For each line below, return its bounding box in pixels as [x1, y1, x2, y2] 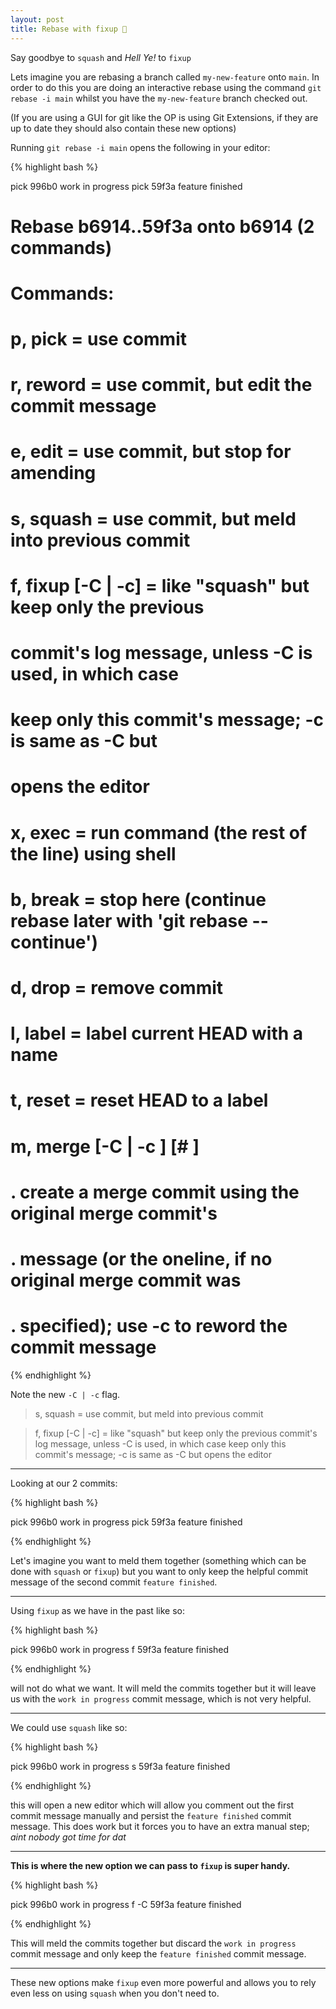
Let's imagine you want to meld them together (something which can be [10, 1554, 307, 1566]
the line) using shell [10, 842, 177, 865]
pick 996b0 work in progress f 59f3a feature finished [10, 1643, 230, 1655]
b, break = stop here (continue [10, 888, 267, 911]
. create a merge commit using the [10, 1181, 300, 1203]
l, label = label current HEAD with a [10, 1022, 304, 1045]
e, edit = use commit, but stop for [10, 441, 292, 463]
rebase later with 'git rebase [10, 909, 248, 932]
